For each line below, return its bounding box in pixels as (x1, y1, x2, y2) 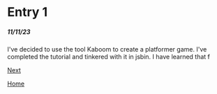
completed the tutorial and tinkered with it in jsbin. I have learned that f (7, 53, 211, 61)
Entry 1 (7, 4, 48, 20)
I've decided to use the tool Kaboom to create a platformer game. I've (7, 45, 207, 54)
